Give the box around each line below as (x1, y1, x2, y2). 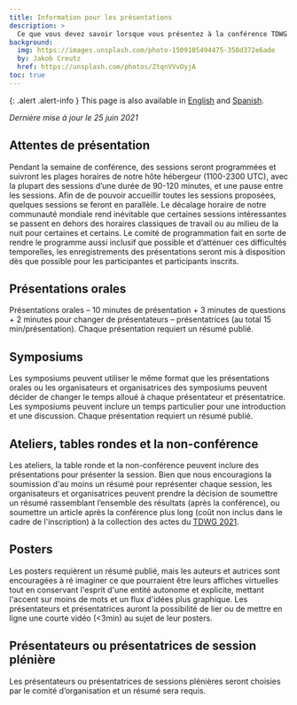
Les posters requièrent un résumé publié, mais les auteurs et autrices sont (9, 565, 281, 576)
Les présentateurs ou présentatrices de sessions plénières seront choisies (9, 676, 281, 686)
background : (9, 37, 53, 47)
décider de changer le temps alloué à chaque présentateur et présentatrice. (9, 392, 286, 403)
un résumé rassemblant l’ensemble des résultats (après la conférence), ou (9, 497, 281, 508)
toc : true (9, 71, 46, 80)
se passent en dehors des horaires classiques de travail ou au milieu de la (9, 218, 279, 229)
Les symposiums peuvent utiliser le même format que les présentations (9, 373, 270, 384)
